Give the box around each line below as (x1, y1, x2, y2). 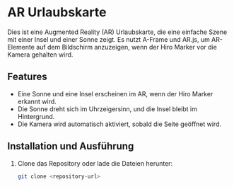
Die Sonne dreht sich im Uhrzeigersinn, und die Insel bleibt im (17, 104, 198, 113)
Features (7, 71, 47, 83)
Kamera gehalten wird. (7, 50, 74, 59)
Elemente (7, 42, 35, 51)
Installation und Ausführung (7, 140, 134, 152)
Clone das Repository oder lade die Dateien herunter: (17, 159, 173, 167)
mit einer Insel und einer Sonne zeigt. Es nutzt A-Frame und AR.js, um (7, 35, 210, 43)
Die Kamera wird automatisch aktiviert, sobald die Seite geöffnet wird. (17, 120, 221, 128)
